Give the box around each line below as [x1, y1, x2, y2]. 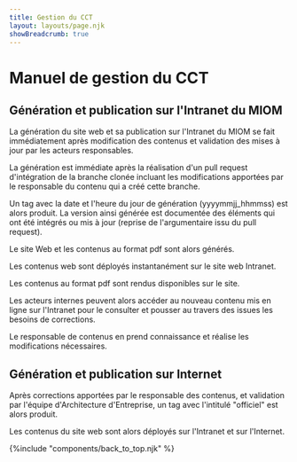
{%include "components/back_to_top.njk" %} [9, 443, 176, 454]
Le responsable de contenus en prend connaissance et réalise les [9, 332, 250, 342]
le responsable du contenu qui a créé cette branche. [9, 181, 201, 192]
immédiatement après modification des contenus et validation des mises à [9, 136, 281, 146]
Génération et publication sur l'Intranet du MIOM [9, 103, 283, 118]
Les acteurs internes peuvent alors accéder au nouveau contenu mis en [9, 295, 272, 306]
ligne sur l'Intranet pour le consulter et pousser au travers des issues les [9, 305, 273, 316]
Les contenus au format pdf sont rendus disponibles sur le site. [9, 278, 240, 289]
